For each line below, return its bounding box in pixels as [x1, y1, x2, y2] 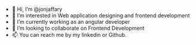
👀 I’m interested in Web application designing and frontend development [11, 12, 190, 19]
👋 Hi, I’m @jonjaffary [11, 6, 63, 12]
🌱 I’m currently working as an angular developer [11, 18, 130, 25]
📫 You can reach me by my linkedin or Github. [11, 32, 127, 38]
